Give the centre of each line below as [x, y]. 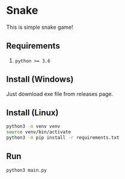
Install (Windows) [40, 80]
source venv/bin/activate [38, 132]
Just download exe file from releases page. [60, 94]
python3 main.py [26, 170]
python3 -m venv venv [33, 127]
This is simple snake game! [40, 27]
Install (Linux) [32, 113]
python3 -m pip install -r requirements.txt [63, 138]
